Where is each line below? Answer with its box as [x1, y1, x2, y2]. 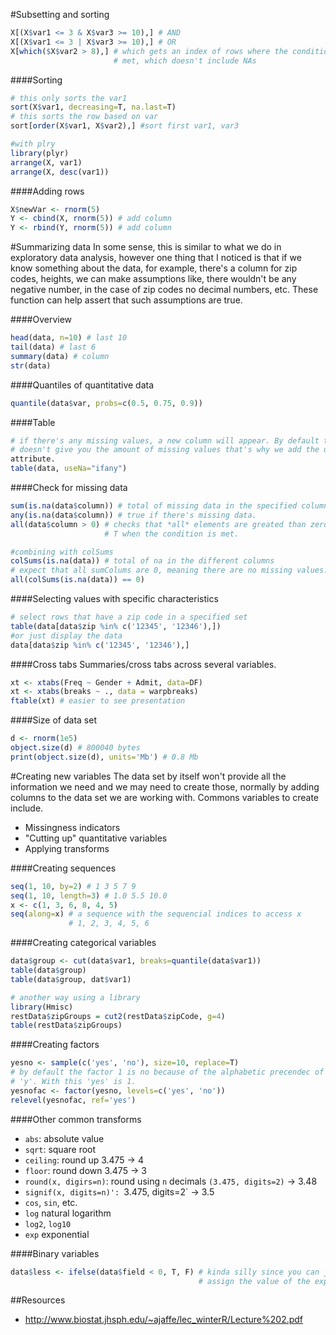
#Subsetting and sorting [10, 9, 110, 20]
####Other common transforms [10, 1113, 142, 1125]
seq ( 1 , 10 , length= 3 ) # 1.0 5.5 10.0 [10, 890, 168, 901]
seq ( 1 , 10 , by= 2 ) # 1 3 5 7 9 [10, 881, 137, 891]
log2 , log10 [24, 1217, 72, 1229]
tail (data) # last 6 [10, 342, 97, 352]
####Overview [10, 314, 73, 326]
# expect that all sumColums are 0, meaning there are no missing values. [10, 565, 329, 576]
